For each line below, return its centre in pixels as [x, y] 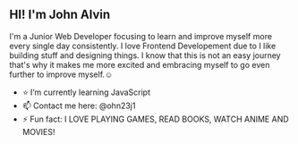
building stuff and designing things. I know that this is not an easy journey [145, 55]
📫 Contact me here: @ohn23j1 [79, 106]
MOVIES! [38, 131]
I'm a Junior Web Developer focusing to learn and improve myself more [141, 36]
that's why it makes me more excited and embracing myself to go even [140, 64]
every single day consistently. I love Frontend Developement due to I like [143, 46]
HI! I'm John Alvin [60, 15]
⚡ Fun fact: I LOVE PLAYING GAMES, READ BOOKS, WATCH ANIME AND [155, 119]
